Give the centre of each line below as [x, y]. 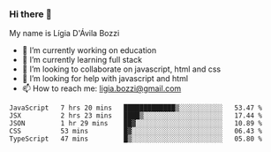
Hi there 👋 [31, 14]
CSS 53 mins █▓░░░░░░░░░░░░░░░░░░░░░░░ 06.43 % [136, 132]
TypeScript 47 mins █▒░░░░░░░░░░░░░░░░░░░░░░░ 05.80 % [136, 139]
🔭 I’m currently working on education [89, 50]
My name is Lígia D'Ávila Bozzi [64, 34]
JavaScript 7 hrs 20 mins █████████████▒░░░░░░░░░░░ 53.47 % [136, 108]
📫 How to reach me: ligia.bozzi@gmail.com [102, 88]
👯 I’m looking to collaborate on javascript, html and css [121, 69]
